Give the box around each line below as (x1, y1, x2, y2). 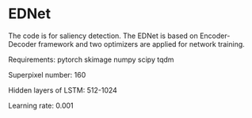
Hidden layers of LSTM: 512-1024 (8, 85, 117, 95)
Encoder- (199, 31, 231, 40)
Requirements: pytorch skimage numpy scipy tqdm (8, 55, 174, 64)
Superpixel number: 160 (8, 70, 86, 79)
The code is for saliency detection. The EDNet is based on (8, 31, 198, 40)
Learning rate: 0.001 (8, 101, 74, 110)
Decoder (8, 39, 37, 48)
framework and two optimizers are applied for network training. (38, 39, 246, 48)
